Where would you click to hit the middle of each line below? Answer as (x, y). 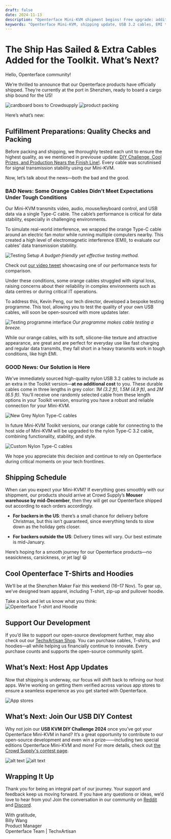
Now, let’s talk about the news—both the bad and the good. (67, 178)
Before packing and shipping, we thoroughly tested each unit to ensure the (84, 152)
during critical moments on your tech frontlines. (55, 461)
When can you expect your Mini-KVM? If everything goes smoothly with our (85, 490)
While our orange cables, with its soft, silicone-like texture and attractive (81, 337)
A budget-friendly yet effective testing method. (90, 256)
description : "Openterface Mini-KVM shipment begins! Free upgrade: (79, 19)
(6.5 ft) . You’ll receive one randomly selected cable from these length (78, 395)
